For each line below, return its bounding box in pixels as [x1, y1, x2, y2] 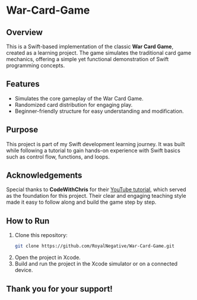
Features [6, 79, 40, 89]
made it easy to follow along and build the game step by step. [6, 198, 157, 206]
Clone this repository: [14, 232, 68, 239]
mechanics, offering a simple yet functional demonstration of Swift [6, 56, 169, 62]
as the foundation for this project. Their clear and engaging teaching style [6, 192, 186, 200]
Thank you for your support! [6, 283, 113, 294]
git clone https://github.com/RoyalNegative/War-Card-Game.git [14, 243, 175, 250]
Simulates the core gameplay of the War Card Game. [14, 94, 144, 102]
